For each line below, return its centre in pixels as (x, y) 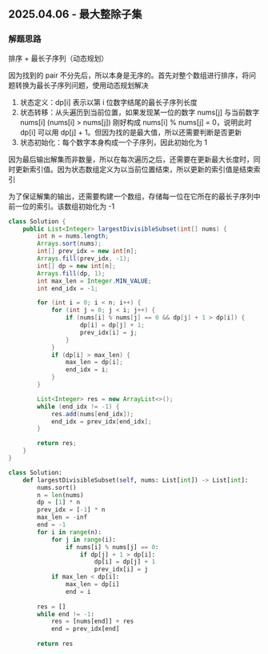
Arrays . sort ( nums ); (70, 244)
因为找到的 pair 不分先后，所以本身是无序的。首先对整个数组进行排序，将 (129, 75)
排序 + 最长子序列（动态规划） (58, 58)
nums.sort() (57, 487)
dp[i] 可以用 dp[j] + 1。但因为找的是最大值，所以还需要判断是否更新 (131, 132)
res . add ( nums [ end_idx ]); (92, 414)
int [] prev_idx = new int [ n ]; (87, 251)
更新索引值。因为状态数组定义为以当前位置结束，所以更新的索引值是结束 (134, 169)
